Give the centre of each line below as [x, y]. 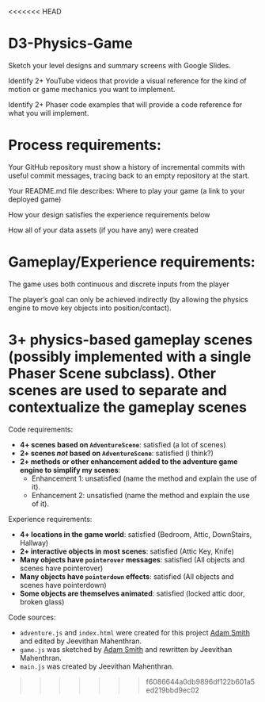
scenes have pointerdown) [63, 585]
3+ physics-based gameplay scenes [131, 339]
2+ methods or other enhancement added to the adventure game [129, 461]
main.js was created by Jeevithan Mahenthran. [97, 666]
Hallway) [34, 543]
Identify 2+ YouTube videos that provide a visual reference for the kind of [127, 81]
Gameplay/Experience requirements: [132, 262]
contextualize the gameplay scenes [128, 407]
